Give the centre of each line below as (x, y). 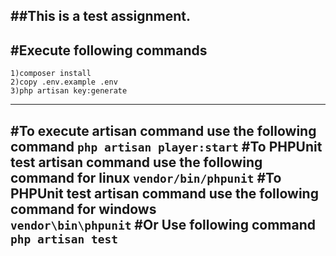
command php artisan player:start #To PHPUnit (166, 146)
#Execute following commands (109, 50)
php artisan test (64, 239)
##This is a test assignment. (100, 16)
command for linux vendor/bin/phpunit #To (146, 177)
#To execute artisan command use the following (163, 130)
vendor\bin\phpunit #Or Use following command (163, 224)
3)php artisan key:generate (69, 91)
